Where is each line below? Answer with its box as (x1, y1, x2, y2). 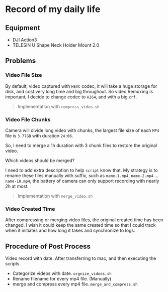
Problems (5, 57, 36, 65)
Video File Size (5, 72, 42, 79)
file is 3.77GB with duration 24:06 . (5, 132, 73, 138)
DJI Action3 (12, 37, 37, 43)
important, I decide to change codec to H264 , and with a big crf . (5, 94, 137, 100)
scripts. (5, 261, 21, 267)
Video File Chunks (5, 116, 51, 123)
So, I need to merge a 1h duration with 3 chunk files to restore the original (5, 142, 157, 149)
